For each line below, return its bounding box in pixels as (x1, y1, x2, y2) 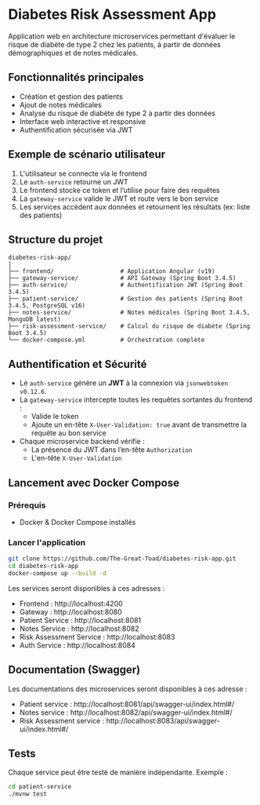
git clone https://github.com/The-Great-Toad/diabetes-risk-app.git (8, 555, 237, 563)
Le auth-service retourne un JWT (19, 177, 129, 186)
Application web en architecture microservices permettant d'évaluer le (8, 31, 236, 41)
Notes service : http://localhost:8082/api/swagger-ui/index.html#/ (19, 708, 233, 717)
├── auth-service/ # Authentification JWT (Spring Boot (8, 281, 244, 290)
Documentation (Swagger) (8, 663, 141, 676)
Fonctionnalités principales (8, 71, 145, 84)
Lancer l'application (8, 537, 86, 548)
